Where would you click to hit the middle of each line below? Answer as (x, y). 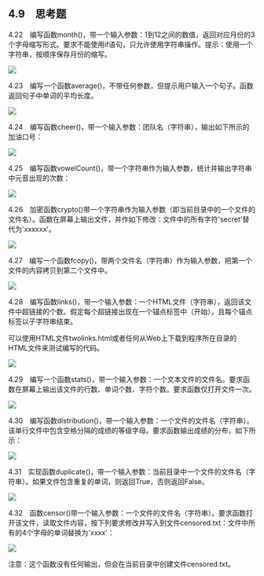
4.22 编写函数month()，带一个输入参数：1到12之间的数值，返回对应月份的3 (132, 35)
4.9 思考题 (37, 14)
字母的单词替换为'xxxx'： (74, 532)
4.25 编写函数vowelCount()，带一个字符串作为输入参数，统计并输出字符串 (130, 168)
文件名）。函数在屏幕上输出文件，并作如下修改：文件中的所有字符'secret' (125, 219)
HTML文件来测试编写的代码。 (56, 347)
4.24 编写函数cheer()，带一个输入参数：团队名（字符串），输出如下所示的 (129, 127)
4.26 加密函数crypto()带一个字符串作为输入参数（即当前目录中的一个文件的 (132, 209)
